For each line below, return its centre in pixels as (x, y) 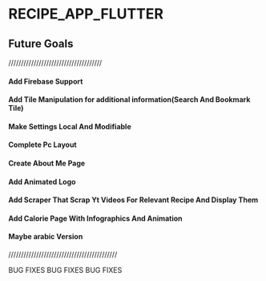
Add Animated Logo (42, 181)
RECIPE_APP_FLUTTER (86, 14)
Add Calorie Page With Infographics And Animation (95, 218)
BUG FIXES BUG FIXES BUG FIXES (65, 270)
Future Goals (41, 44)
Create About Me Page (47, 163)
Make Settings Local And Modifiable (70, 126)
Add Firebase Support (46, 81)
